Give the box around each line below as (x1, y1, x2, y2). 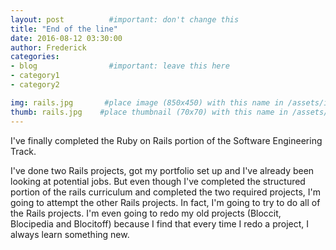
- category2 (10, 80, 60, 90)
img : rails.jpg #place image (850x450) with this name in (10, 97, 284, 108)
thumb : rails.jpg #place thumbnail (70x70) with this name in (10, 107, 288, 117)
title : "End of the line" (10, 24, 118, 34)
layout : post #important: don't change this (10, 14, 240, 25)
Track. (10, 145, 37, 157)
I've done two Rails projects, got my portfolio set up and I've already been (10, 164, 315, 176)
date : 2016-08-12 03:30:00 (10, 33, 123, 43)
